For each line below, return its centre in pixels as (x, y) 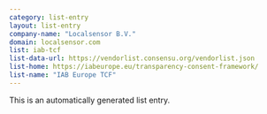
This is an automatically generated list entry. (90, 100)
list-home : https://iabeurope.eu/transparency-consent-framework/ (134, 67)
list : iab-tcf (35, 50)
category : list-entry (49, 17)
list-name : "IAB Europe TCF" (63, 75)
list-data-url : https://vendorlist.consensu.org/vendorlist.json (132, 58)
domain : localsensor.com (55, 42)
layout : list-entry (45, 26)
